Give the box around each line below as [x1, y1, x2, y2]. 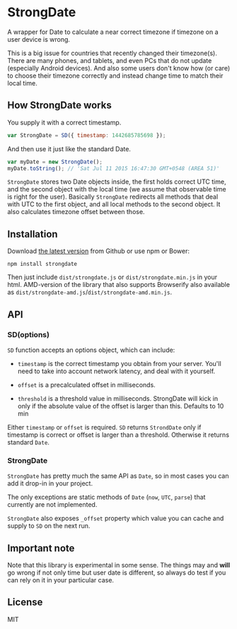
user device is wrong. [7, 35, 71, 43]
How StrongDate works [7, 100, 112, 112]
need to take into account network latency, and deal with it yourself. [17, 367, 216, 375]
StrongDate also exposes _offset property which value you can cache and [7, 514, 224, 523]
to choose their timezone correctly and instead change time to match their [7, 71, 224, 80]
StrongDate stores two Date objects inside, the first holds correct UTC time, [7, 177, 226, 186]
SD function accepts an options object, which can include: [7, 346, 175, 354]
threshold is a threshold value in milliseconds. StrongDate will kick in [17, 394, 218, 403]
